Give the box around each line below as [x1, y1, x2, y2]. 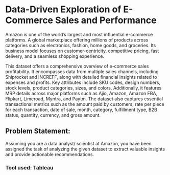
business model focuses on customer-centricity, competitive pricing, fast [5, 48, 159, 54]
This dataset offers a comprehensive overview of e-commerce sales [5, 63, 149, 69]
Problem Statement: [5, 127, 70, 136]
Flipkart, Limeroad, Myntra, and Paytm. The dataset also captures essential [5, 96, 163, 102]
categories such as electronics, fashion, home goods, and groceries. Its [5, 42, 156, 48]
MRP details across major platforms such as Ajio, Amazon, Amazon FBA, [5, 90, 158, 96]
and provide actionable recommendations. [5, 151, 94, 157]
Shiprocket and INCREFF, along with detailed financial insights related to [5, 74, 157, 80]
